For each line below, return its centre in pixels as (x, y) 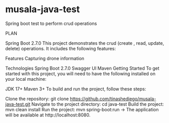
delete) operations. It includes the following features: (61, 48)
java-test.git (18, 104)
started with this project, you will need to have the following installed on (80, 73)
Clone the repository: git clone (37, 99)
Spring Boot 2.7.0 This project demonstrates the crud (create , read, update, (85, 43)
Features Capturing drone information (45, 58)
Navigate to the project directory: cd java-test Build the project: (97, 104)
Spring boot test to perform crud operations (51, 23)
